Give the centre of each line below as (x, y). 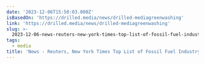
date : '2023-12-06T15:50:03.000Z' (50, 12)
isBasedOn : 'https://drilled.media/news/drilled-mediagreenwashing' (95, 18)
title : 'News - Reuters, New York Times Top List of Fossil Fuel (91, 52)
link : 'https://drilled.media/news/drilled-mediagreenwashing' (88, 23)
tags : (13, 40)
